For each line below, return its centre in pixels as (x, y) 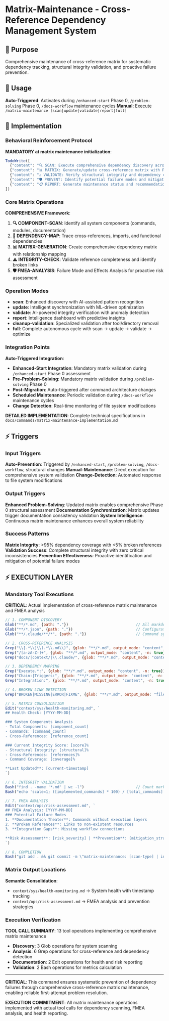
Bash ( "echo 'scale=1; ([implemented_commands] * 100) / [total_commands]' (85, 792)
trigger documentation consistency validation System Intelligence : (75, 515)
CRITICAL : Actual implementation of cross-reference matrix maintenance (81, 605)
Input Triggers (23, 453)
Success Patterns (27, 534)
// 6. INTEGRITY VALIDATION (35, 782)
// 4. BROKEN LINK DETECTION (36, 690)
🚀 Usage (18, 88)
